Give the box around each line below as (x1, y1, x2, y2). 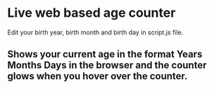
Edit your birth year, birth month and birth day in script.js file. (7, 28, 184, 36)
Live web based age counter (7, 5, 176, 21)
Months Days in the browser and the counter (7, 60, 207, 71)
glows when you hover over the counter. (7, 70, 188, 82)
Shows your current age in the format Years (7, 48, 203, 60)
